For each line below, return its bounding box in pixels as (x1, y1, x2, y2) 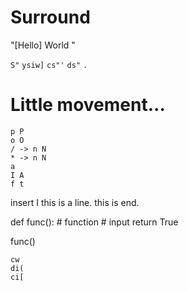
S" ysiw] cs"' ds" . (10, 60, 88, 70)
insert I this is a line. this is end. (10, 196, 140, 208)
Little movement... (10, 94, 166, 116)
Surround (10, 6, 91, 29)
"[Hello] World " (10, 39, 76, 51)
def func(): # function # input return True (10, 216, 179, 228)
